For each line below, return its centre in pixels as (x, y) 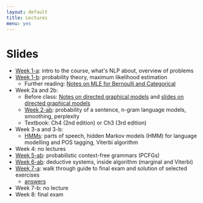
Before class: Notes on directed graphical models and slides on (104, 97)
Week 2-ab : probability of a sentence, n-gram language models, (105, 110)
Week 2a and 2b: (36, 90)
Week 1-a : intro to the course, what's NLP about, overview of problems (104, 71)
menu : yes (19, 23)
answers (35, 182)
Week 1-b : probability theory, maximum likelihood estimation (91, 77)
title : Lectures (27, 18)
